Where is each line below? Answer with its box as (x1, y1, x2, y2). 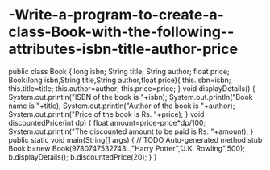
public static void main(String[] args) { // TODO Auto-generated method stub (8, 135, 263, 144)
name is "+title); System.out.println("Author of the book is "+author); (8, 101, 235, 110)
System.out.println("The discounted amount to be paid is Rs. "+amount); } (8, 126, 254, 136)
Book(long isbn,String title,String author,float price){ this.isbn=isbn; (8, 75, 231, 85)
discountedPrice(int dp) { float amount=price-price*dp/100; (8, 118, 206, 127)
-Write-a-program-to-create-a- (8, 6, 224, 24)
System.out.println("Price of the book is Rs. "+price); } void (8, 109, 205, 118)
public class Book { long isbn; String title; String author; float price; (8, 66, 230, 76)
